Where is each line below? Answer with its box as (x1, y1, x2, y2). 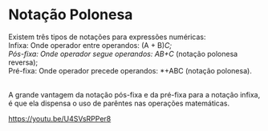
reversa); (8, 58, 39, 67)
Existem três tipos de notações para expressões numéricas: (8, 32, 206, 42)
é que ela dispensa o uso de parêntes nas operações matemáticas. (8, 98, 230, 108)
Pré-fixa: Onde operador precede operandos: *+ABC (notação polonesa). (8, 65, 253, 75)
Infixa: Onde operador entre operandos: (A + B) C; (8, 40, 173, 50)
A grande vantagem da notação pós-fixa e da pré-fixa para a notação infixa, (8, 89, 261, 99)
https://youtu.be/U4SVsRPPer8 (8, 113, 112, 123)
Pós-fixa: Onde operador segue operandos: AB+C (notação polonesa (8, 49, 238, 58)
